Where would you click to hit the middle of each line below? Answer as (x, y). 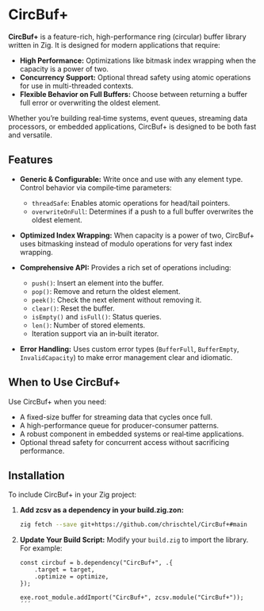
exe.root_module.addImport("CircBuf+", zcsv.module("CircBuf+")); (132, 597)
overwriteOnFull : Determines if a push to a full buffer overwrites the (142, 211)
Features (31, 160)
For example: (41, 548)
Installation (36, 476)
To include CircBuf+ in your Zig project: (73, 495)
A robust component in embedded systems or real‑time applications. (132, 434)
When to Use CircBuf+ (65, 383)
